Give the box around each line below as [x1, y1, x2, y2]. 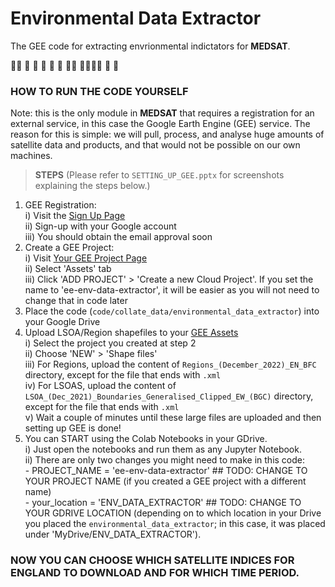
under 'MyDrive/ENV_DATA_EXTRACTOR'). [24, 528, 202, 541]
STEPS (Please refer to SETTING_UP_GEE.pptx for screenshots [34, 169, 285, 181]
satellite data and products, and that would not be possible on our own [10, 139, 301, 151]
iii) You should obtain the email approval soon [24, 231, 213, 243]
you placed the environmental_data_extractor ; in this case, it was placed [24, 518, 326, 530]
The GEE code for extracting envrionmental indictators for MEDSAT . [10, 40, 291, 52]
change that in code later [24, 295, 128, 307]
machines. [10, 150, 53, 162]
